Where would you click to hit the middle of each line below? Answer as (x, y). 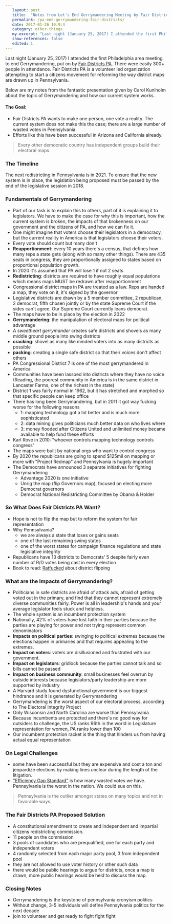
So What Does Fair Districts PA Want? (53, 508)
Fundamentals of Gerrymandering (49, 199)
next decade (26, 911)
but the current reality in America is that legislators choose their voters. (88, 237)
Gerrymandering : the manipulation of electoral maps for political (81, 320)
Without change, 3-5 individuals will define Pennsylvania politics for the (88, 905)
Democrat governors (42, 489)
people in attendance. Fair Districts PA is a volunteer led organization (78, 69)
